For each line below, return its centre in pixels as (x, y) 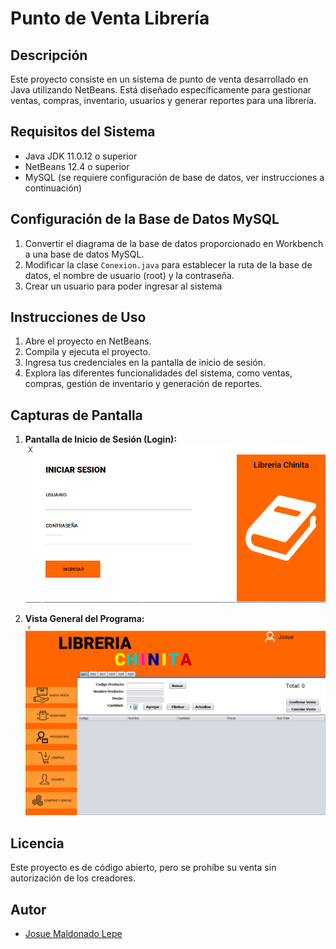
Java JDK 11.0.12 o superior (81, 156)
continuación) (53, 188)
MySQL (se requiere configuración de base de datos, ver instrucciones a (174, 177)
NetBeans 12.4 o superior (77, 166)
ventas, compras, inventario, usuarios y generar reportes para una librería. (163, 100)
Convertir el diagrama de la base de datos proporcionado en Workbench (174, 243)
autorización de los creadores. (73, 878)
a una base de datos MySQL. (84, 254)
